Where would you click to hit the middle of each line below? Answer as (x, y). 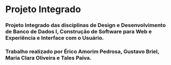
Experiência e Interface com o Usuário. (55, 38)
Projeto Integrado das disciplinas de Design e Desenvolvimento (85, 25)
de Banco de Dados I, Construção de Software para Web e (79, 31)
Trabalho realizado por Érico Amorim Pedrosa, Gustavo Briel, (82, 52)
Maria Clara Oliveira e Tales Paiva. (49, 58)
